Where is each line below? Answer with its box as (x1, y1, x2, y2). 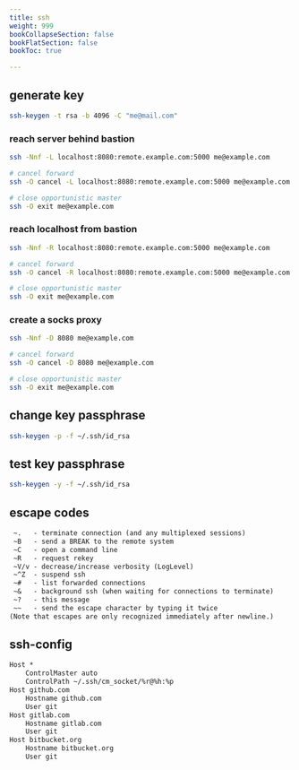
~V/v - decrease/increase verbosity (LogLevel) (13, 562, 194, 571)
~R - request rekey (13, 553, 94, 563)
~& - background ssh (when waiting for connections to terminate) (13, 587, 275, 596)
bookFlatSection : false (9, 38, 98, 48)
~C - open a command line (13, 545, 118, 554)
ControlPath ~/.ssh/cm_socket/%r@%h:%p (25, 678, 175, 687)
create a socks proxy (9, 314, 103, 326)
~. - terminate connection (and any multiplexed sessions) (13, 529, 246, 538)
